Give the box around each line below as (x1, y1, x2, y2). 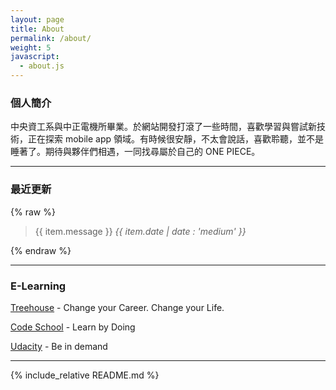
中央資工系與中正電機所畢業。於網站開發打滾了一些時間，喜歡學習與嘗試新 (10, 121, 317, 133)
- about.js (19, 61, 65, 71)
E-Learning (10, 279, 67, 293)
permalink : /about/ (10, 33, 92, 43)
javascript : (10, 52, 60, 62)
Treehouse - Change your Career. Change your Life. (10, 301, 225, 313)
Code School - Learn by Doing (10, 321, 136, 333)
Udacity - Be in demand (10, 340, 108, 352)
